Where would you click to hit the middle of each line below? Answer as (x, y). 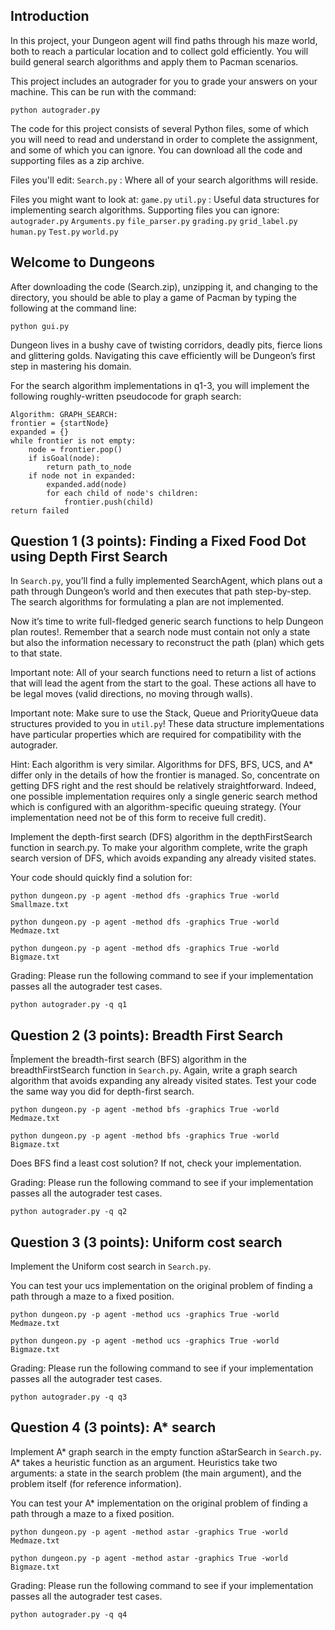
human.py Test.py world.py (64, 232)
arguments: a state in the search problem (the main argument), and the (156, 1473)
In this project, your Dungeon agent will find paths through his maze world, (164, 40)
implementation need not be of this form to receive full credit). (138, 818)
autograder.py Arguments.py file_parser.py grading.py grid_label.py (154, 221)
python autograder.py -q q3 (69, 1397)
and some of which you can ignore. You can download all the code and (156, 150)
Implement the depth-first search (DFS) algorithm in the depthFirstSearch (161, 837)
